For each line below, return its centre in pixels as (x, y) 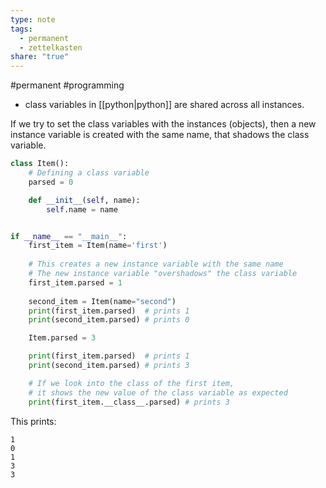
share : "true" (40, 57)
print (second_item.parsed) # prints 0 (109, 320)
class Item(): (40, 164)
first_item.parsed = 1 (75, 282)
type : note (33, 19)
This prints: (33, 421)
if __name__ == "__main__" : (69, 236)
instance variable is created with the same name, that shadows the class (160, 135)
